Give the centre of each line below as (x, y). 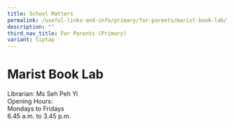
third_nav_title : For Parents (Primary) (67, 33)
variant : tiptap (31, 40)
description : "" (31, 27)
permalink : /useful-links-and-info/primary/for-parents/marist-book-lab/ (117, 20)
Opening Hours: (30, 101)
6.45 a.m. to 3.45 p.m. (39, 116)
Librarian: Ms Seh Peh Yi (43, 94)
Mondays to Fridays (36, 108)
